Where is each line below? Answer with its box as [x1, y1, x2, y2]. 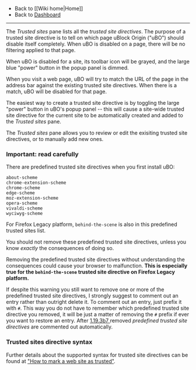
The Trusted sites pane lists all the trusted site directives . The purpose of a [6, 28, 186, 35]
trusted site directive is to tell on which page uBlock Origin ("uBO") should [6, 35, 184, 41]
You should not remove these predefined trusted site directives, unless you [6, 238, 187, 245]
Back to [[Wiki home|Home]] [14, 5, 83, 12]
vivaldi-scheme [6, 205, 43, 211]
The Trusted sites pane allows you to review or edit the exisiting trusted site [6, 129, 188, 136]
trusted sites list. [6, 227, 46, 234]
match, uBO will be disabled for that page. [6, 88, 107, 95]
